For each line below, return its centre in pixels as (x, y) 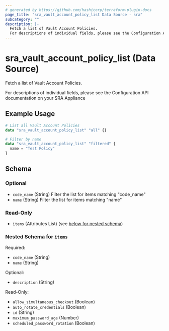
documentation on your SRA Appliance (45, 98)
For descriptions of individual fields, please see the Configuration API (77, 92)
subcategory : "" (22, 19)
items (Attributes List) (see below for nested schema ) (68, 223)
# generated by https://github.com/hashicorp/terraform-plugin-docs (78, 10)
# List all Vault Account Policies (43, 125)
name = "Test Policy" (32, 149)
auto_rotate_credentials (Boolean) (49, 307)
